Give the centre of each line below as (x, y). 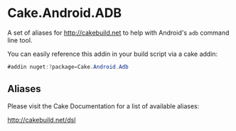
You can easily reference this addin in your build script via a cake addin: (113, 54)
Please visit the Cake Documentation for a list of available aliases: (103, 106)
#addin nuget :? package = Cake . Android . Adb (68, 67)
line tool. (20, 40)
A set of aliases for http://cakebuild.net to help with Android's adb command (118, 33)
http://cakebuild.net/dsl (42, 120)
